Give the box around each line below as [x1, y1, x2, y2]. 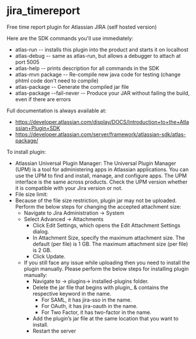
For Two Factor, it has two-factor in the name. [41, 309, 152, 316]
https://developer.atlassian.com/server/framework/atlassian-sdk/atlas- [15, 130, 186, 138]
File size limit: [15, 191, 49, 198]
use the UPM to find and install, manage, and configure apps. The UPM [15, 172, 187, 179]
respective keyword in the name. [32, 290, 112, 297]
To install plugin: [6, 148, 46, 155]
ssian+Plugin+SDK [15, 124, 60, 132]
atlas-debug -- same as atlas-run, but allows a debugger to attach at [15, 52, 181, 59]
